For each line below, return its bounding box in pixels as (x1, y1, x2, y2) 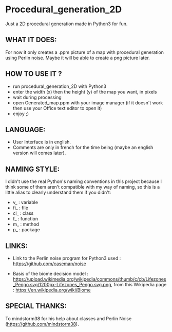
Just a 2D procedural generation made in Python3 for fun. (5, 21, 128, 27)
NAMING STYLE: (5, 164, 60, 173)
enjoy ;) (12, 110, 29, 117)
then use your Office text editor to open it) (12, 105, 102, 111)
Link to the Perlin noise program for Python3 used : (12, 255, 121, 261)
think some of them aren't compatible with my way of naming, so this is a (5, 184, 160, 190)
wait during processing (12, 94, 62, 100)
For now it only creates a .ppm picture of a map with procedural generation (5, 49, 164, 55)
